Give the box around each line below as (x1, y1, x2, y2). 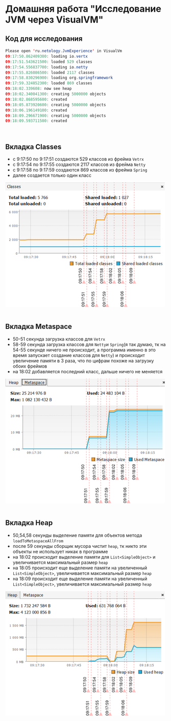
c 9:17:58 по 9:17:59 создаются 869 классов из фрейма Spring (12, 167, 148, 173)
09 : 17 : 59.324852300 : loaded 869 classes (5, 81, 93, 86)
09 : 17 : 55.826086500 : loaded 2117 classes (5, 70, 95, 75)
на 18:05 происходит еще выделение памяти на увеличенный (12, 565, 148, 571)
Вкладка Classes (5, 142, 62, 151)
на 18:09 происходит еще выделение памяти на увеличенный (12, 575, 148, 582)
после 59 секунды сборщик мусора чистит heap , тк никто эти (12, 543, 147, 549)
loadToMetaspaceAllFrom (12, 538, 64, 544)
